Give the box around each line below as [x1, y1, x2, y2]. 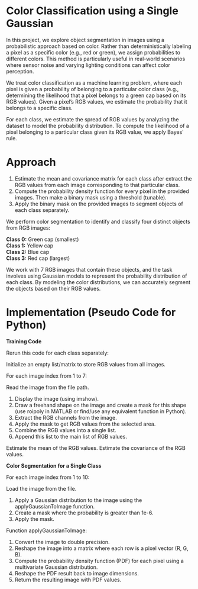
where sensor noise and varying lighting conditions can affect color [6, 61, 170, 69]
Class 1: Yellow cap [6, 242, 54, 249]
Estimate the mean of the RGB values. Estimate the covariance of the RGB [6, 444, 186, 451]
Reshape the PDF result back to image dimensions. [14, 569, 139, 577]
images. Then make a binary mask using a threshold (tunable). [14, 194, 167, 201]
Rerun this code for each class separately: [6, 349, 109, 356]
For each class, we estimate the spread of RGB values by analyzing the [6, 115, 179, 123]
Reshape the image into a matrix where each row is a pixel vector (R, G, [14, 545, 189, 552]
